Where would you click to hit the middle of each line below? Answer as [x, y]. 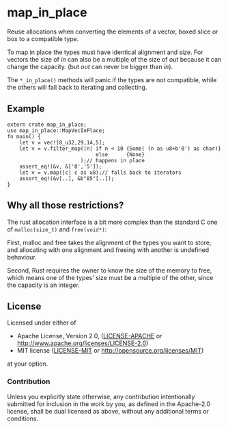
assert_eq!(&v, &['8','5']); [61, 166]
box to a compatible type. [43, 38]
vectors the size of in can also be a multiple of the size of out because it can [114, 59]
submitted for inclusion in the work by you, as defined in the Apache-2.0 [109, 404]
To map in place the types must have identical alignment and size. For [105, 52]
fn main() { [24, 136]
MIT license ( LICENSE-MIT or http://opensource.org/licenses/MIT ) [110, 351]
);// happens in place [113, 160]
